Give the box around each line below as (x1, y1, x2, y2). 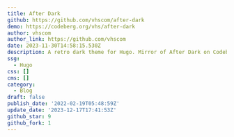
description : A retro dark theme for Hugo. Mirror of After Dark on (7, 49, 210, 56)
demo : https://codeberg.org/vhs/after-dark (7, 23, 136, 30)
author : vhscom (7, 29, 52, 37)
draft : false (7, 94, 45, 101)
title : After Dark (7, 10, 61, 17)
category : (7, 81, 36, 88)
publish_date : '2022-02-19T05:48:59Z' (7, 100, 120, 107)
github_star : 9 (7, 113, 52, 120)
